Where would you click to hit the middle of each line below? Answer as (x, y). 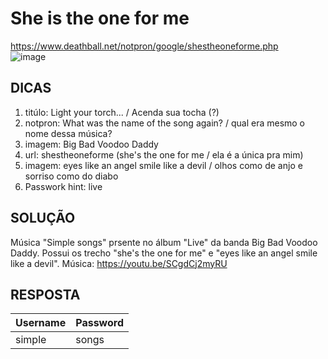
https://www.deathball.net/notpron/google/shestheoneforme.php (144, 46)
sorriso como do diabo (71, 176)
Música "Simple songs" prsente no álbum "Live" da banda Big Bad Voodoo (164, 242)
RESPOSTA (45, 294)
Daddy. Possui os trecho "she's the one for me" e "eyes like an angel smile (164, 253)
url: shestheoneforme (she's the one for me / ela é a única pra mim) (164, 154)
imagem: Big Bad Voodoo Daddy (91, 144)
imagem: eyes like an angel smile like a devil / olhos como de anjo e (163, 165)
